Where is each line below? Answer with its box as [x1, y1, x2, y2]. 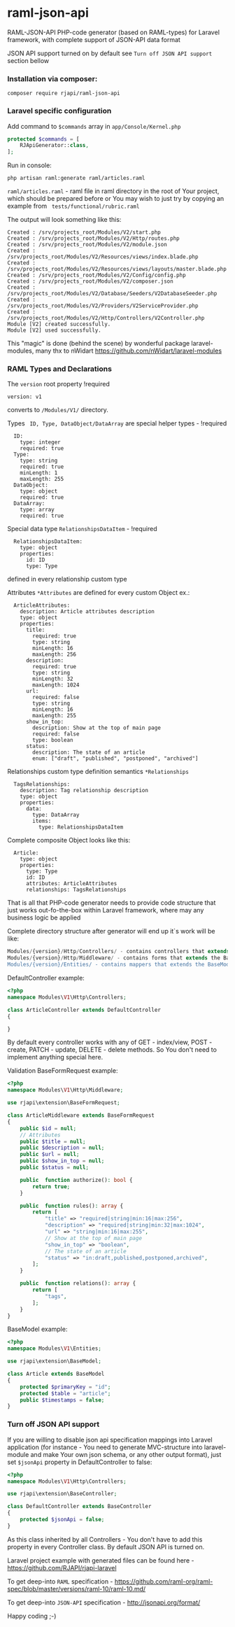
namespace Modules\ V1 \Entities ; [7, 1345, 101, 1352]
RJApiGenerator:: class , [20, 142, 90, 149]
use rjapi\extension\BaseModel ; [7, 1358, 101, 1365]
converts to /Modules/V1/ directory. [7, 406, 108, 414]
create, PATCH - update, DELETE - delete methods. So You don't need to [7, 1045, 217, 1054]
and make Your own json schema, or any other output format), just [30, 1450, 222, 1458]
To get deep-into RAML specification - [7, 1577, 113, 1586]
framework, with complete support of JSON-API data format [7, 35, 180, 43]
